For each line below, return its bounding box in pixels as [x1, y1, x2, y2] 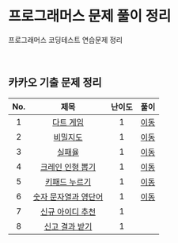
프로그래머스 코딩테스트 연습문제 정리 [8, 35, 123, 44]
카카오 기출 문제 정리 [8, 76, 102, 90]
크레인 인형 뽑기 [40, 161, 97, 172]
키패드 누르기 [44, 176, 92, 187]
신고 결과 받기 [44, 221, 93, 232]
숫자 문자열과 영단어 [32, 191, 104, 202]
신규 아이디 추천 [40, 206, 97, 217]
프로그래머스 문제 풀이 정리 [8, 7, 172, 25]
